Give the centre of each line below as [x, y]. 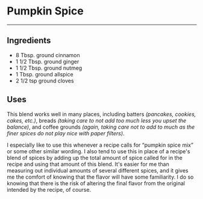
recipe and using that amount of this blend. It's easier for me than [88, 164]
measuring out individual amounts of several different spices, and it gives [98, 170]
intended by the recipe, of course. [49, 189]
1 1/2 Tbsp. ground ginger [47, 61]
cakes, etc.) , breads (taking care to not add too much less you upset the [97, 120]
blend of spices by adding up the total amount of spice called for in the [95, 158]
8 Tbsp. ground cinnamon [48, 55]
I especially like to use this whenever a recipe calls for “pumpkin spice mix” [100, 145]
